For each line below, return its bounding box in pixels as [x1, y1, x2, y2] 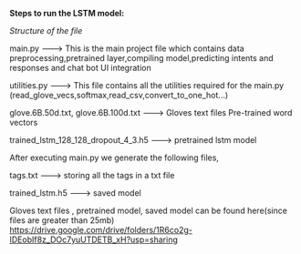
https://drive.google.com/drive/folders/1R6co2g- [9, 225, 193, 235]
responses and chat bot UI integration [9, 63, 152, 73]
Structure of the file [9, 25, 83, 36]
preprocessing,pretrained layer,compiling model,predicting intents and [9, 53, 274, 63]
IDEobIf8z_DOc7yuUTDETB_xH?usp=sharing [9, 234, 178, 245]
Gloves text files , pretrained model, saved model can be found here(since [9, 205, 287, 216]
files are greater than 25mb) [9, 215, 115, 226]
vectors [9, 117, 38, 127]
